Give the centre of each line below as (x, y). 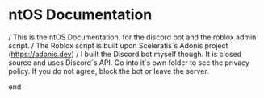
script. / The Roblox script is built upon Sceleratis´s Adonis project (118, 45)
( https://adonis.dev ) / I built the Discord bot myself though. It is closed (125, 54)
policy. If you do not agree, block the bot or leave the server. (109, 71)
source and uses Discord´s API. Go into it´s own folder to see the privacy (129, 63)
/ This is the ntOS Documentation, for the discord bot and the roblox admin (132, 37)
